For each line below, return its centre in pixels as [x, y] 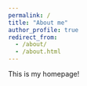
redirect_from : [33, 37]
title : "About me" [38, 23]
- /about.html [38, 52]
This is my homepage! [44, 74]
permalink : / [29, 15]
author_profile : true [43, 30]
